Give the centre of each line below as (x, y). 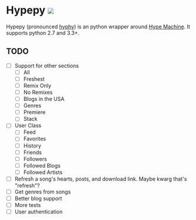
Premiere (34, 112)
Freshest (34, 79)
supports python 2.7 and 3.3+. (43, 32)
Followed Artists (43, 172)
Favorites (34, 139)
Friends (33, 152)
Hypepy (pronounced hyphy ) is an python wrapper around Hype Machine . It (98, 27)
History (32, 146)
